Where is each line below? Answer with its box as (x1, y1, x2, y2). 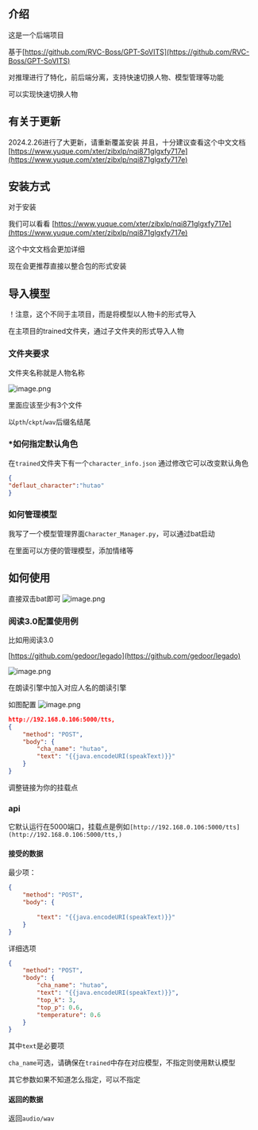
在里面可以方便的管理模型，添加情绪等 (8, 545, 133, 555)
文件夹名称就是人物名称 (8, 368, 85, 377)
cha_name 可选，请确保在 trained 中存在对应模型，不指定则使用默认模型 (8, 1058, 236, 1067)
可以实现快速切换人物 (8, 89, 78, 99)
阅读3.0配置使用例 (8, 615, 79, 626)
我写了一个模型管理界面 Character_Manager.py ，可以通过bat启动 (8, 528, 216, 538)
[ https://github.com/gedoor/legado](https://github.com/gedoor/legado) (8, 651, 241, 660)
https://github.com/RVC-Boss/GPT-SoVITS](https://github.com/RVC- (25, 47, 250, 56)
